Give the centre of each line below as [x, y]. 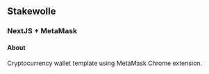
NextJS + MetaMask [42, 31]
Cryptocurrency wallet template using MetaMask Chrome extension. [105, 63]
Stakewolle [32, 11]
